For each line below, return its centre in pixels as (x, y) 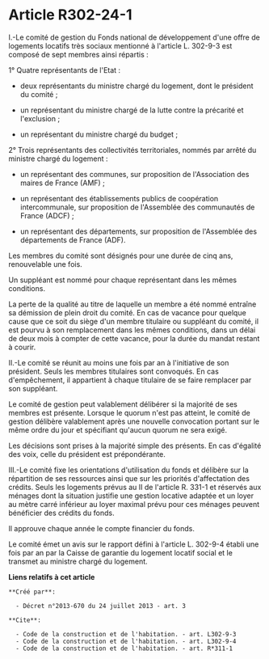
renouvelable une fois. (45, 264)
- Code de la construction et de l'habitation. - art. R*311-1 (124, 648)
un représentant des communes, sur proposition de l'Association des (134, 174)
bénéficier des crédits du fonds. (61, 513)
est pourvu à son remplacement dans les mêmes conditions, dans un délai (132, 330)
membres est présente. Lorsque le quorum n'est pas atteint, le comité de (129, 412)
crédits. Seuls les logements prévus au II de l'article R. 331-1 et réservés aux (135, 487)
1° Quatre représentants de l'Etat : (65, 70)
